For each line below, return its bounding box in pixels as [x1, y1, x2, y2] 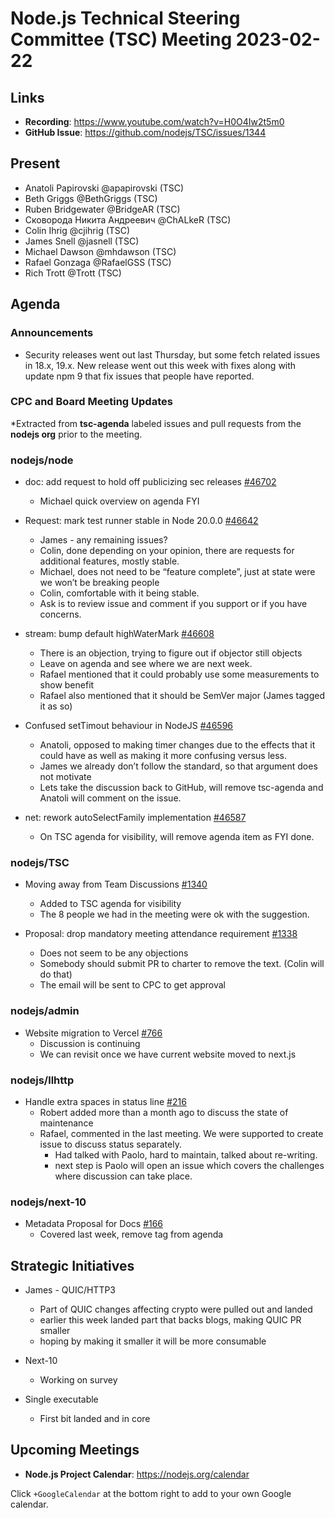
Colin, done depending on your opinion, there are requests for [39, 545, 295, 557]
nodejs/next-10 [10, 1195, 87, 1209]
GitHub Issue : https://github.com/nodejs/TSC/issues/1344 [24, 127, 267, 138]
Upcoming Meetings [10, 1442, 140, 1459]
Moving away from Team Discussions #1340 [24, 878, 208, 891]
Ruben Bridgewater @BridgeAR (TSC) [24, 203, 181, 215]
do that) [39, 968, 73, 981]
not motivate [39, 771, 92, 783]
